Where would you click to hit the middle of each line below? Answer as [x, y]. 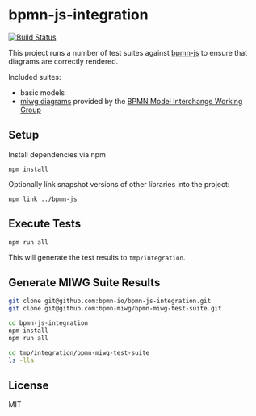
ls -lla [21, 360]
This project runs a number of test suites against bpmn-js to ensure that [128, 52]
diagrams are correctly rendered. [63, 61]
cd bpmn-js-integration [48, 323]
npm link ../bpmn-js [43, 199]
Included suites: [35, 77]
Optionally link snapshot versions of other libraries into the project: [119, 184]
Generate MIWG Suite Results [84, 283]
